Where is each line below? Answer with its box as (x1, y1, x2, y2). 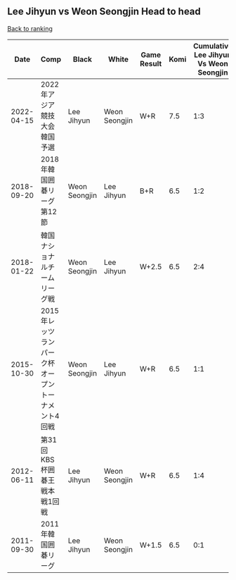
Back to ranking (7, 24, 53, 32)
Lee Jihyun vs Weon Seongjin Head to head (7, 6, 202, 18)
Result (140, 58, 162, 68)
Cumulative (192, 41, 233, 51)
